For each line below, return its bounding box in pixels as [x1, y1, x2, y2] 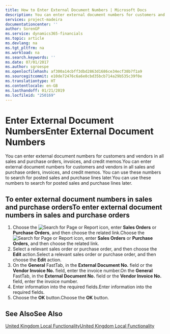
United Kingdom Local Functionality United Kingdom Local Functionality [5, 323, 155, 329]
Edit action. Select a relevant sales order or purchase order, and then [12, 252, 156, 258]
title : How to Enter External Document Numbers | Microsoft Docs [5, 7, 147, 13]
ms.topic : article [5, 36, 44, 41]
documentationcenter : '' [5, 21, 58, 27]
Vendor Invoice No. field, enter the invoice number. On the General [12, 268, 153, 274]
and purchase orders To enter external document [5, 203, 162, 211]
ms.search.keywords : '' [5, 54, 56, 60]
